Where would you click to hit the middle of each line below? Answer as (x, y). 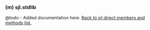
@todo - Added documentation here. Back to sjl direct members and (75, 18)
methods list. (18, 23)
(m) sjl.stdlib (21, 7)
